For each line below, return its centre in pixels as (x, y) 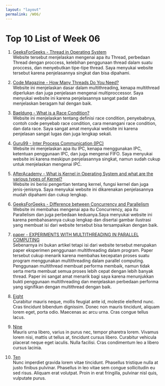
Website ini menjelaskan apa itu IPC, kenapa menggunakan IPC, (77, 148)
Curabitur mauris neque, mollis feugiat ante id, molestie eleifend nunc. (84, 302)
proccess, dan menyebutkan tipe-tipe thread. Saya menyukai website (83, 68)
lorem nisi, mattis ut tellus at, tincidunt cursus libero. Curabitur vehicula (84, 337)
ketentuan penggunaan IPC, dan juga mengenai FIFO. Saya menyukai (82, 154)
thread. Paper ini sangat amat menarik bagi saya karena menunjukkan (83, 276)
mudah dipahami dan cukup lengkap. (50, 195)
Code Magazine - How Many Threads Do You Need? (66, 83)
